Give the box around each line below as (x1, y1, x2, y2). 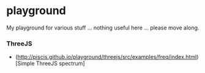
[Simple (15, 60, 35, 67)
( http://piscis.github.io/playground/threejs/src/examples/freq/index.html (15, 53, 197, 61)
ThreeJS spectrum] (35, 60, 85, 67)
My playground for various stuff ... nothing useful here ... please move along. (6, 24, 199, 31)
